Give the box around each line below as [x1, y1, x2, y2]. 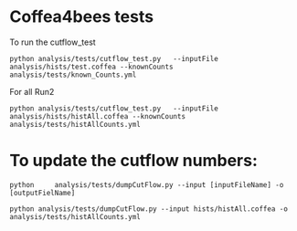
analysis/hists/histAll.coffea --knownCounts [9, 111, 186, 121]
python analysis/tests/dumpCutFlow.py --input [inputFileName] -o [9, 180, 284, 189]
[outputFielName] [9, 188, 76, 197]
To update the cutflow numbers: [9, 151, 259, 171]
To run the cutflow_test [9, 37, 96, 47]
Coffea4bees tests [9, 6, 154, 27]
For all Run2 [9, 86, 55, 97]
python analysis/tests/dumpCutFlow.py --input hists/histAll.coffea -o [9, 204, 288, 214]
